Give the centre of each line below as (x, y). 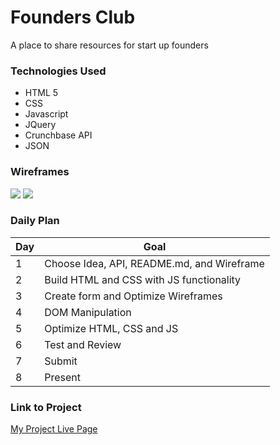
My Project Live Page (54, 429)
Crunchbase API (58, 135)
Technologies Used (58, 71)
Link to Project (46, 407)
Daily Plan (35, 221)
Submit (61, 361)
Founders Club (73, 17)
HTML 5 (41, 93)
